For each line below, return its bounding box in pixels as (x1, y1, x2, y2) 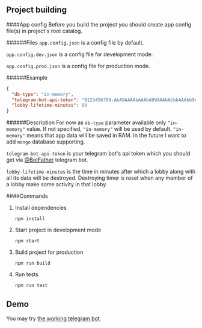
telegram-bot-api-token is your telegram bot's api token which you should (6, 150, 191, 157)
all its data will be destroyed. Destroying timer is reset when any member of (6, 174, 194, 181)
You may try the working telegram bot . (6, 315, 102, 322)
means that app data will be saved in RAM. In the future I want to (26, 132, 186, 139)
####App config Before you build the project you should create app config (6, 20, 191, 28)
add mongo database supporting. (6, 138, 85, 145)
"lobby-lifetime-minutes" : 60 (11, 102, 87, 109)
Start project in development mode (14, 226, 102, 234)
